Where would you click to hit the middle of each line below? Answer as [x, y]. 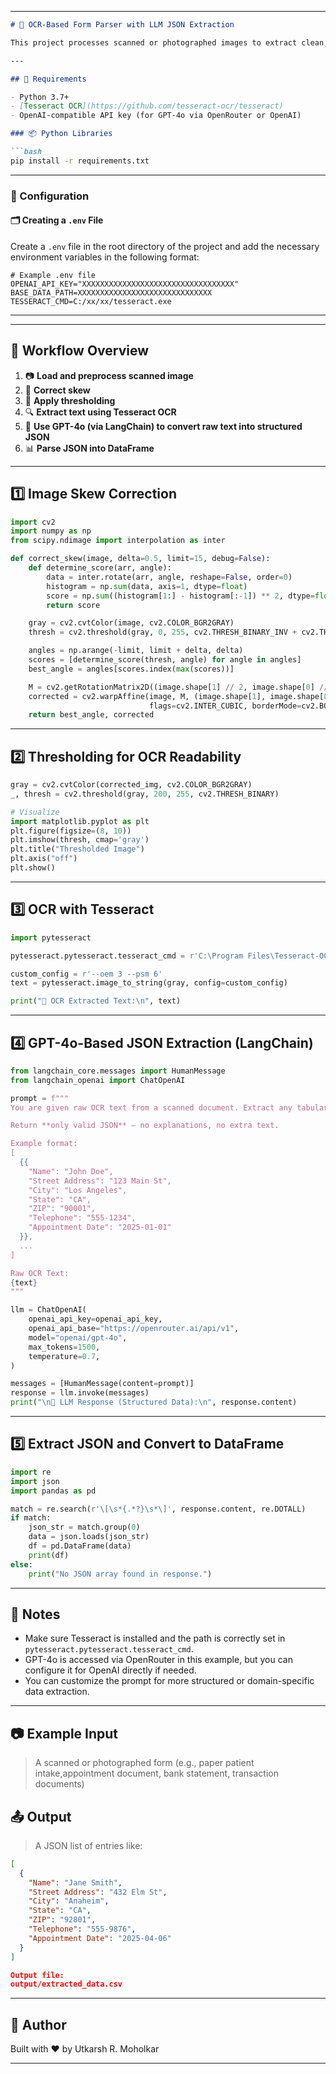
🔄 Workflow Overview [80, 351]
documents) [59, 1784]
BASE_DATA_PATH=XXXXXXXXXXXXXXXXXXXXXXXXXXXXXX [111, 292]
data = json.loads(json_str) [89, 1537]
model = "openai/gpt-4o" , [78, 1337]
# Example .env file [53, 275]
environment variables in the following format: [105, 257]
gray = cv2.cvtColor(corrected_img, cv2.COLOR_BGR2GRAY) [131, 785]
